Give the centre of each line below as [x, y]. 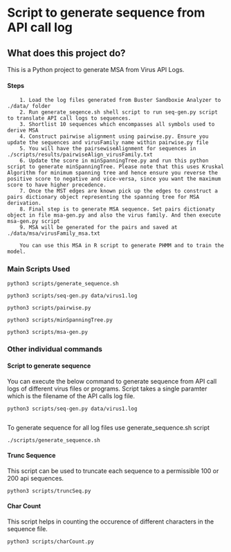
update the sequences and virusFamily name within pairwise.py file [108, 143]
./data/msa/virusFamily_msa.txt [54, 233]
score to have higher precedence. [57, 185]
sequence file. [28, 529]
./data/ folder [29, 106]
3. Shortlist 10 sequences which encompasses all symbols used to [117, 125]
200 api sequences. [36, 478]
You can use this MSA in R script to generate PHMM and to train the [122, 246]
